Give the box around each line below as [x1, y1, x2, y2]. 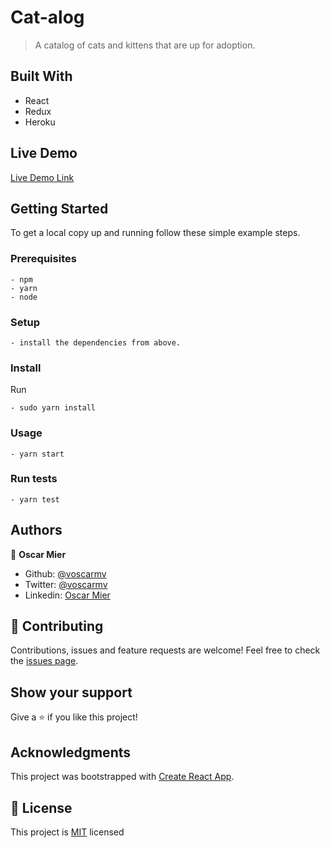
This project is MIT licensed [10, 826, 125, 838]
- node [10, 292, 38, 302]
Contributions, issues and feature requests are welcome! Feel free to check [10, 644, 321, 656]
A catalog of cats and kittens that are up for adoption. [34, 39, 256, 51]
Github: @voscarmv [24, 567, 107, 580]
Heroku [24, 116, 56, 128]
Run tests [10, 472, 58, 486]
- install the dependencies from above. [10, 337, 182, 348]
